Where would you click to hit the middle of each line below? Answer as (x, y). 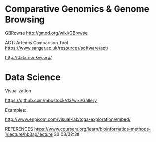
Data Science (33, 77)
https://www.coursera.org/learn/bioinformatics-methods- (92, 129)
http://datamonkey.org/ (29, 57)
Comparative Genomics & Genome (77, 9)
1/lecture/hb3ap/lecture (29, 134)
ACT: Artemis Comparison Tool (37, 42)
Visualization (18, 91)
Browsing (25, 19)
